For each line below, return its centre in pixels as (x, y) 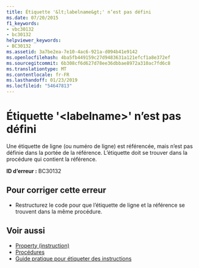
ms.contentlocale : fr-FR (38, 75)
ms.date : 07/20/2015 (33, 18)
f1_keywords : (23, 23)
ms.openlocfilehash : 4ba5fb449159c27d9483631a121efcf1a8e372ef (89, 58)
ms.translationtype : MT (37, 69)
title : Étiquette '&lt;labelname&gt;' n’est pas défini (79, 12)
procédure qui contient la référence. (52, 159)
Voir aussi (26, 231)
